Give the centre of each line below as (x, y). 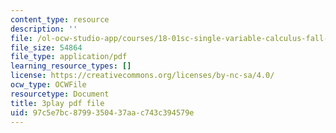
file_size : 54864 (46, 47)
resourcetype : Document (60, 94)
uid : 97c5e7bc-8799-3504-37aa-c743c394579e (102, 112)
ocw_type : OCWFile (48, 85)
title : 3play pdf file (57, 103)
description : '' (44, 29)
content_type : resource (60, 19)
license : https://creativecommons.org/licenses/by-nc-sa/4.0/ (142, 76)
